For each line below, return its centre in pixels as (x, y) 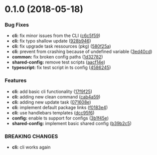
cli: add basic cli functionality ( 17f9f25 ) (52, 91)
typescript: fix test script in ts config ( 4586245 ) (61, 67)
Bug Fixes (17, 25)
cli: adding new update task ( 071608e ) (51, 102)
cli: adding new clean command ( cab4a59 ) (56, 96)
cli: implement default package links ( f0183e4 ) (60, 107)
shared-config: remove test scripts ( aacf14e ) (59, 62)
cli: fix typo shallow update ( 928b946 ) (51, 41)
